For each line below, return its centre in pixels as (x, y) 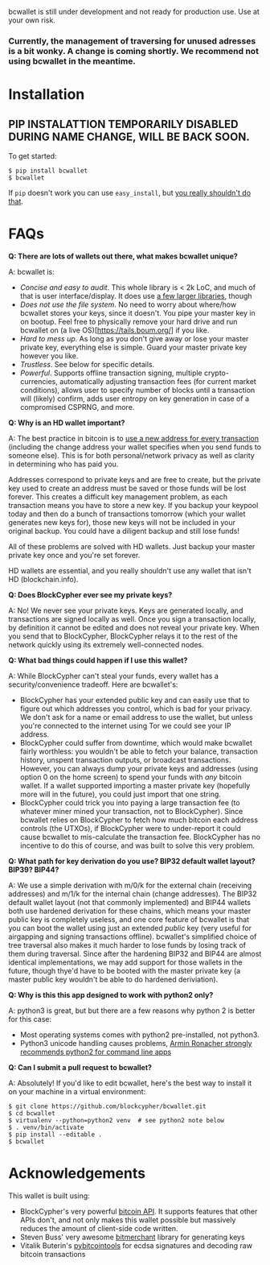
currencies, (39, 381)
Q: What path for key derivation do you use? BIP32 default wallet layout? (132, 861)
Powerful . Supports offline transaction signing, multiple (111, 373)
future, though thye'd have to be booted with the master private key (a (125, 970)
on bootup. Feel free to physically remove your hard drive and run (129, 321)
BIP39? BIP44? (34, 870)
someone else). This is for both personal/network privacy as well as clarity (131, 455)
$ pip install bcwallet (48, 171)
